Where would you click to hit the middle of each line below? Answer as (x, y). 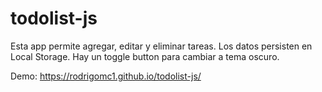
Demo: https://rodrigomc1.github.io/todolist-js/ (106, 76)
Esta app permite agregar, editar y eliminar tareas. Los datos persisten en (161, 46)
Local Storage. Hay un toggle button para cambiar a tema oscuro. (145, 56)
